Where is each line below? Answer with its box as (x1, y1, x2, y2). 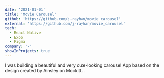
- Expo (9, 35, 23, 40)
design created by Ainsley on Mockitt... (5, 67, 85, 73)
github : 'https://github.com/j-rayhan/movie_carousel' (5, 16, 121, 21)
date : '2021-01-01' (5, 7, 46, 12)
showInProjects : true (5, 48, 50, 53)
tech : (5, 26, 16, 31)
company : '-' (5, 44, 32, 49)
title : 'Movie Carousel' (5, 12, 57, 17)
